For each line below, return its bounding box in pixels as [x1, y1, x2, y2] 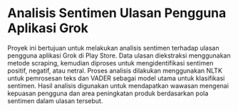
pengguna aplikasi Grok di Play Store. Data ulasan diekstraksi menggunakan [7, 51, 231, 60]
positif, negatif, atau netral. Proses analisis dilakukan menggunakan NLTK [7, 66, 223, 75]
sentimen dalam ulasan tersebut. [7, 96, 103, 105]
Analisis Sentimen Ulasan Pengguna [7, 5, 227, 21]
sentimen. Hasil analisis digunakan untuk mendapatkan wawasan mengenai [7, 81, 229, 90]
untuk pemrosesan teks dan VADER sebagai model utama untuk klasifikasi [7, 73, 225, 83]
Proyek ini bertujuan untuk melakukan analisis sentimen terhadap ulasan [7, 43, 219, 52]
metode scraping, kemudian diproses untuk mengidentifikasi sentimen [7, 58, 214, 67]
